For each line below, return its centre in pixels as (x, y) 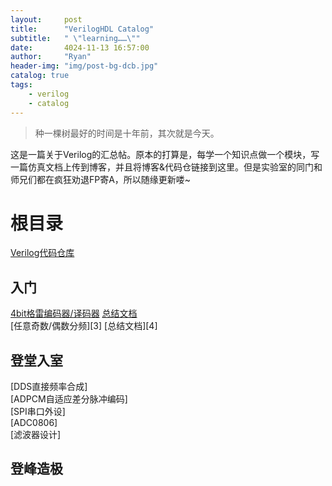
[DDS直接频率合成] (49, 387)
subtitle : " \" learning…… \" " (75, 38)
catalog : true (40, 76)
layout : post (46, 19)
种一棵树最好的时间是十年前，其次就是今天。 (127, 133)
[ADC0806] (34, 423)
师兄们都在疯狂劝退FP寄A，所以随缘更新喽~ (101, 179)
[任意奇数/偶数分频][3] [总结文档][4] (84, 326)
